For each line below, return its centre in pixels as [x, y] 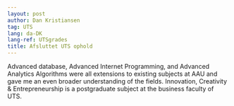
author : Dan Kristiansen [44, 20]
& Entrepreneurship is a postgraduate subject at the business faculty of [111, 89]
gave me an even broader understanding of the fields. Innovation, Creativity [117, 81]
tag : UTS [20, 27]
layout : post [26, 14]
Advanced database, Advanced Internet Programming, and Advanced [109, 66]
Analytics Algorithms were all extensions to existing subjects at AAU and [112, 74]
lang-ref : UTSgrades [38, 40]
